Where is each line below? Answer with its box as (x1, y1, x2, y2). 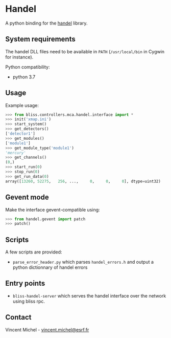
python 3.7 (12, 74, 36, 80)
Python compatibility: (5, 64, 50, 70)
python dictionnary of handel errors (12, 264, 88, 270)
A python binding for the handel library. (5, 20, 88, 26)
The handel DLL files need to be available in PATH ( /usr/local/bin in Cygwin (5, 48, 165, 54)
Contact (5, 313, 32, 322)
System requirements (5, 35, 76, 44)
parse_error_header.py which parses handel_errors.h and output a (12, 259, 154, 265)
